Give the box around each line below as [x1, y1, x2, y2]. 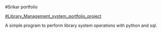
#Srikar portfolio [5, 4, 38, 10]
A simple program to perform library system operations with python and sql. [5, 22, 157, 28]
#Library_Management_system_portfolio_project [5, 13, 102, 19]
